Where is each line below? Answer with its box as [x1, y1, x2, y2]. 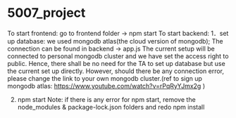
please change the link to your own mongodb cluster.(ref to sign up [7, 74, 203, 82]
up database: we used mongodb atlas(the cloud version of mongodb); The [7, 37, 223, 45]
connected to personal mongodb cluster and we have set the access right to [7, 51, 229, 60]
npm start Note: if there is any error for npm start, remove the [17, 95, 196, 103]
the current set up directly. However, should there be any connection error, [7, 67, 224, 75]
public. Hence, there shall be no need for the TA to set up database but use [7, 59, 225, 67]
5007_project [7, 5, 86, 21]
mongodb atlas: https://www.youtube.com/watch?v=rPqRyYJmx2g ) [7, 81, 206, 90]
